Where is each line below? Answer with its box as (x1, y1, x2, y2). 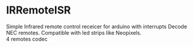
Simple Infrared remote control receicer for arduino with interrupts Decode (6, 23, 188, 30)
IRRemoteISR (6, 4, 71, 17)
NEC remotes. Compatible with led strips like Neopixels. (6, 29, 142, 36)
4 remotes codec (6, 35, 48, 42)
